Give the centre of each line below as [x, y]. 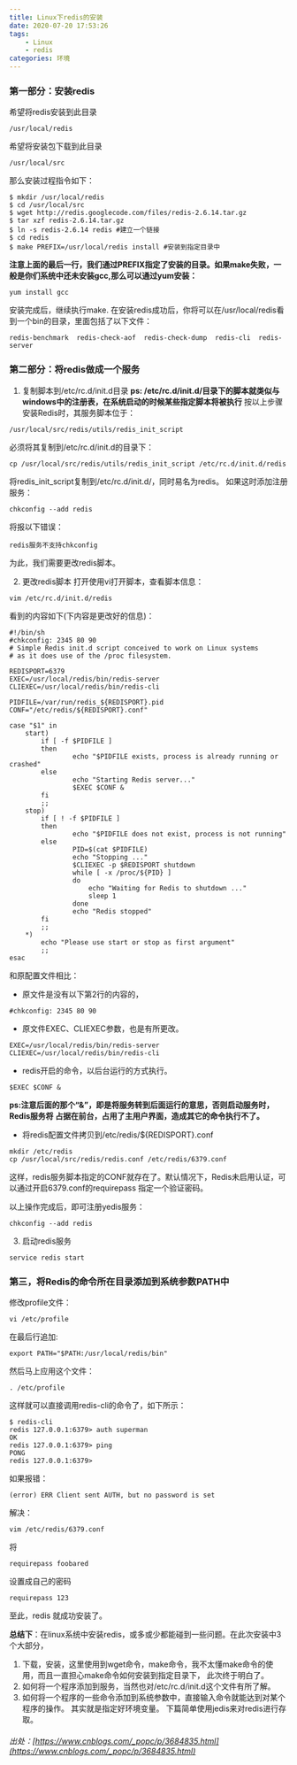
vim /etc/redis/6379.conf [57, 1529]
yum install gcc [39, 293]
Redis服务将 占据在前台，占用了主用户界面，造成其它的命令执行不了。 [137, 1115]
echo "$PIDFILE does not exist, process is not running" [179, 834]
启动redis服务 [47, 1241]
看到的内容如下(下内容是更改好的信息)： [82, 615]
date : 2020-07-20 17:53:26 [59, 26]
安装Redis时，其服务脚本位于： [79, 412]
